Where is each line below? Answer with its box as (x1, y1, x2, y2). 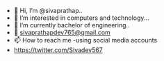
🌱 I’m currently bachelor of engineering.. (13, 21, 130, 29)
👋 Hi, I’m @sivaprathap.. (13, 7, 83, 14)
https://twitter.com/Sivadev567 (13, 46, 103, 54)
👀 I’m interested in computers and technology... (13, 14, 149, 22)
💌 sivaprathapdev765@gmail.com (13, 28, 111, 36)
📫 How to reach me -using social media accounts (13, 36, 158, 44)
